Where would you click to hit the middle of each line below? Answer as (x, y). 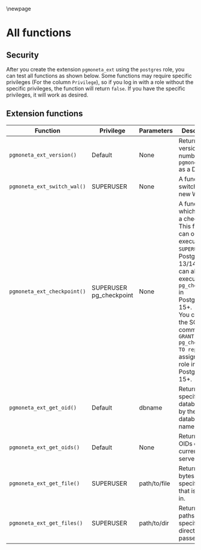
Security (22, 55)
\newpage (19, 9)
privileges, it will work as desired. (47, 95)
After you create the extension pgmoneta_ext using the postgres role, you (95, 69)
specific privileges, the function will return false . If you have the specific (96, 88)
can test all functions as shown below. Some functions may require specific (99, 76)
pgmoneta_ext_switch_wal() (48, 186)
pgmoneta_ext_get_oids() (45, 447)
